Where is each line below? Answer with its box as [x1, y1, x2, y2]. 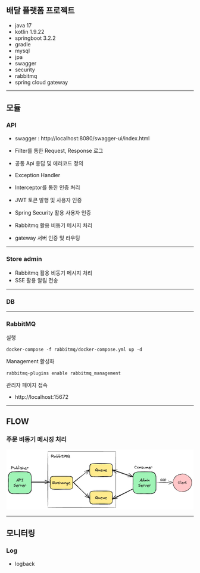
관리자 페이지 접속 [6, 382, 48, 389]
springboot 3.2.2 [14, 34, 56, 42]
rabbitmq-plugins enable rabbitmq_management [6, 370, 121, 376]
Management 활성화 [6, 358, 55, 365]
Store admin [6, 255, 42, 263]
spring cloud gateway [14, 78, 68, 86]
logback [14, 560, 35, 567]
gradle [14, 40, 31, 48]
